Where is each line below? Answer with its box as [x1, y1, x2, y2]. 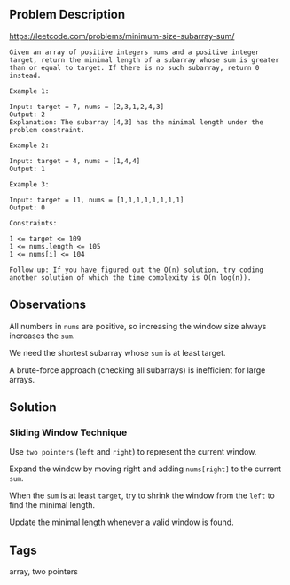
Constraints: [9, 218, 58, 227]
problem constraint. [9, 125, 86, 134]
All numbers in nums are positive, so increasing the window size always [9, 320, 267, 331]
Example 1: [9, 86, 50, 96]
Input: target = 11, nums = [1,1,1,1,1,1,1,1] [9, 195, 184, 204]
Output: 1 [9, 164, 46, 173]
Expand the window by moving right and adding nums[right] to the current [9, 463, 282, 474]
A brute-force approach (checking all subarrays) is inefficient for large [9, 364, 266, 376]
